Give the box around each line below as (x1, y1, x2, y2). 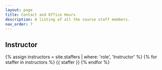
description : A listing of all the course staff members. (5, 17, 130, 22)
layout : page (5, 7, 33, 13)
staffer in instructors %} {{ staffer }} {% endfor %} (5, 59, 110, 65)
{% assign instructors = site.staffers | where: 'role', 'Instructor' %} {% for (5, 54, 157, 60)
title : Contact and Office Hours (5, 12, 76, 17)
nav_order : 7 (5, 21, 33, 27)
